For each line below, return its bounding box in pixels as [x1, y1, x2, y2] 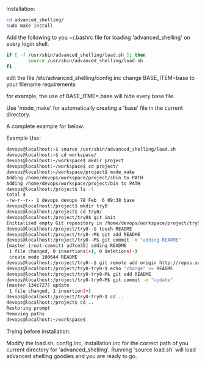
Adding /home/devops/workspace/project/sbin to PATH [6, 174, 143, 181]
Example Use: [6, 134, 41, 142]
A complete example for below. [6, 123, 84, 130]
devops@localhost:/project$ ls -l [6, 186, 95, 192]
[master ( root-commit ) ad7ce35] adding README [6, 243, 127, 249]
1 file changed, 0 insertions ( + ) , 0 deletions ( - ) [9, 248, 138, 255]
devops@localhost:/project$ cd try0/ [6, 209, 103, 215]
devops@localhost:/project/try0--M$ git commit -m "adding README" [6, 237, 182, 243]
